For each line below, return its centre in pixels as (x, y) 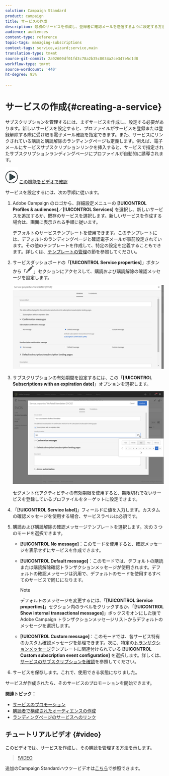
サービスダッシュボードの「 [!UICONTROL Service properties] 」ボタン (86, 262)
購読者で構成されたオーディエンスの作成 (54, 711)
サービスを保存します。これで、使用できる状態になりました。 (76, 672)
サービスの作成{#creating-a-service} (83, 107)
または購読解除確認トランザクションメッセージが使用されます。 (86, 567)
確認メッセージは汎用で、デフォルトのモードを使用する (95, 574)
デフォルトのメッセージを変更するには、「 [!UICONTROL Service (87, 600)
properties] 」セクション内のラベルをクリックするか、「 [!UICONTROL (92, 606)
